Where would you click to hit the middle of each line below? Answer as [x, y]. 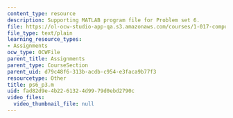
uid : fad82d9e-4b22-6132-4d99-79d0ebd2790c [71, 91]
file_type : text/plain [40, 33]
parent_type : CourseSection [48, 65]
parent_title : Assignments [46, 59]
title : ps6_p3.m [31, 85]
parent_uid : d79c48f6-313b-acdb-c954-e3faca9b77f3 [82, 71]
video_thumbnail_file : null [54, 104]
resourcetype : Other [37, 78]
